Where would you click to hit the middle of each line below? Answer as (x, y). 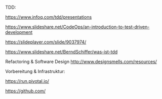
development (19, 32)
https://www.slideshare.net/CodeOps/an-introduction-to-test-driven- (77, 27)
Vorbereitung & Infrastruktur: (35, 71)
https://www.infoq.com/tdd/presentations (49, 17)
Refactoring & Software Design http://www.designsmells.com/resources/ (81, 62)
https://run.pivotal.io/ (27, 81)
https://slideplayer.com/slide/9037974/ (46, 42)
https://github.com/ (25, 91)
